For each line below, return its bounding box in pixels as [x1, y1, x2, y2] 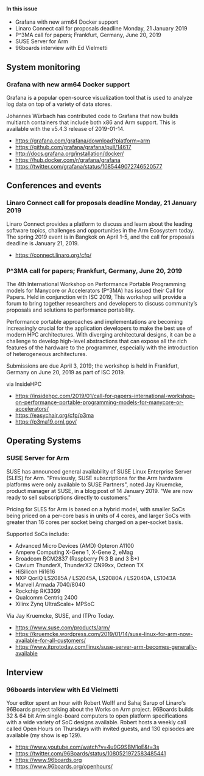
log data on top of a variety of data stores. [6, 100, 112, 108]
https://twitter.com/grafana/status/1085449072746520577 [15, 163, 163, 170]
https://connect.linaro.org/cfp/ [15, 251, 92, 259]
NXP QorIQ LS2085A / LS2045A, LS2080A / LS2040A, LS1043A [15, 574, 177, 581]
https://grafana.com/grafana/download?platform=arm [15, 137, 150, 144]
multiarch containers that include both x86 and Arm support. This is [6, 119, 176, 126]
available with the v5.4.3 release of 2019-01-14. [6, 125, 125, 132]
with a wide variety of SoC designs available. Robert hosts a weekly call [6, 719, 186, 726]
